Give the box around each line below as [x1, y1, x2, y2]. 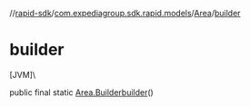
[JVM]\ [9, 69, 36, 80]
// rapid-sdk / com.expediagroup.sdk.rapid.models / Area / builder [9, 8, 241, 18]
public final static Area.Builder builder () [9, 86, 155, 98]
